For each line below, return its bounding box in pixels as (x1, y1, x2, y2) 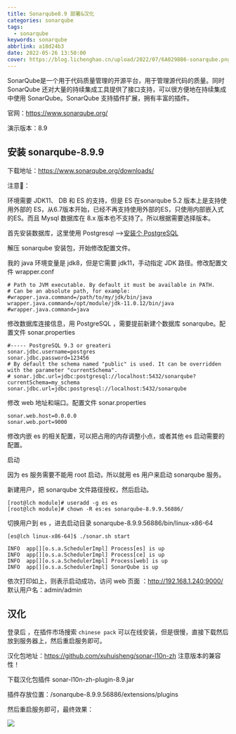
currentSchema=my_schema (7, 379, 80, 386)
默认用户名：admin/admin (7, 585, 82, 594)
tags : (7, 23, 23, 30)
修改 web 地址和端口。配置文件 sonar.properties (7, 398, 146, 406)
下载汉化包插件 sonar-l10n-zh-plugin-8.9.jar (7, 676, 135, 684)
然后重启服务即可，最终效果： (7, 705, 93, 714)
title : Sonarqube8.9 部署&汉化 (7, 10, 95, 18)
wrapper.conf (15, 267, 55, 276)
